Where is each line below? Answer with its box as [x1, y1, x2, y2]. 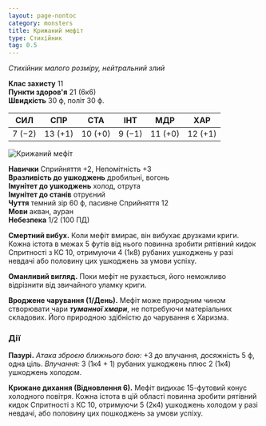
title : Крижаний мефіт [8, 26, 84, 34]
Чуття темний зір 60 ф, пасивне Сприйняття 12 [8, 198, 169, 208]
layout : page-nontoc [8, 11, 77, 20]
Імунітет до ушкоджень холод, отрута [8, 181, 141, 191]
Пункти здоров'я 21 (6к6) [8, 87, 97, 97]
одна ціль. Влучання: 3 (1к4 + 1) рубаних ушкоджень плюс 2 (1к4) [8, 359, 232, 368]
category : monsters [8, 19, 73, 27]
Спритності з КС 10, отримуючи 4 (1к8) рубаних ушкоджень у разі [8, 248, 234, 257]
